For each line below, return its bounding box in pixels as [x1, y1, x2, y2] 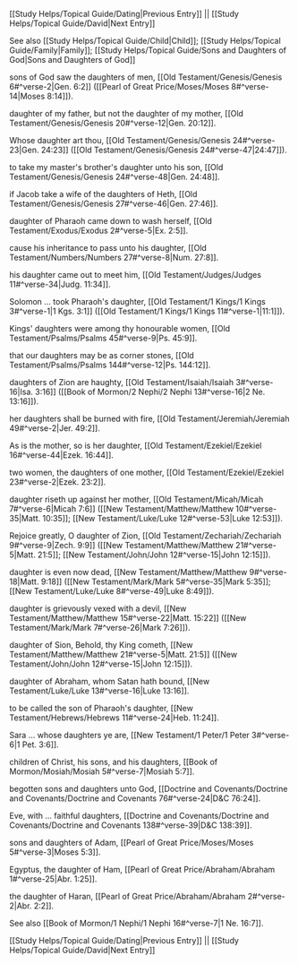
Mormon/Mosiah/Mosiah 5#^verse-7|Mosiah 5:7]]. [9, 766, 195, 777]
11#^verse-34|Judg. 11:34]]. [9, 279, 111, 289]
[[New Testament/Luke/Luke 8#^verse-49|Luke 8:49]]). [9, 586, 215, 596]
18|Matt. [9, 576, 39, 587]
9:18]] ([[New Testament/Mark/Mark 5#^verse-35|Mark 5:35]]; [40, 576, 271, 587]
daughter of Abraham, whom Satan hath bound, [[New [9, 676, 210, 686]
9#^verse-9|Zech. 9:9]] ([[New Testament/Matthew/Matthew [9, 540, 234, 550]
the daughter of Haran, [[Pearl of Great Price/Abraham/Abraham [9, 891, 246, 901]
